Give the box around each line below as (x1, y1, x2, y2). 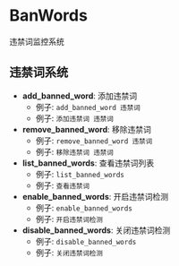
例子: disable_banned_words (35, 236, 137, 246)
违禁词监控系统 (9, 36, 64, 47)
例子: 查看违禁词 (35, 180, 90, 191)
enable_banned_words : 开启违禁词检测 (21, 191, 168, 202)
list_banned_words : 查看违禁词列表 (21, 158, 155, 168)
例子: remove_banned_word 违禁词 (35, 135, 153, 146)
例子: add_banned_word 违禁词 (35, 101, 141, 112)
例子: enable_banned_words (35, 202, 132, 213)
